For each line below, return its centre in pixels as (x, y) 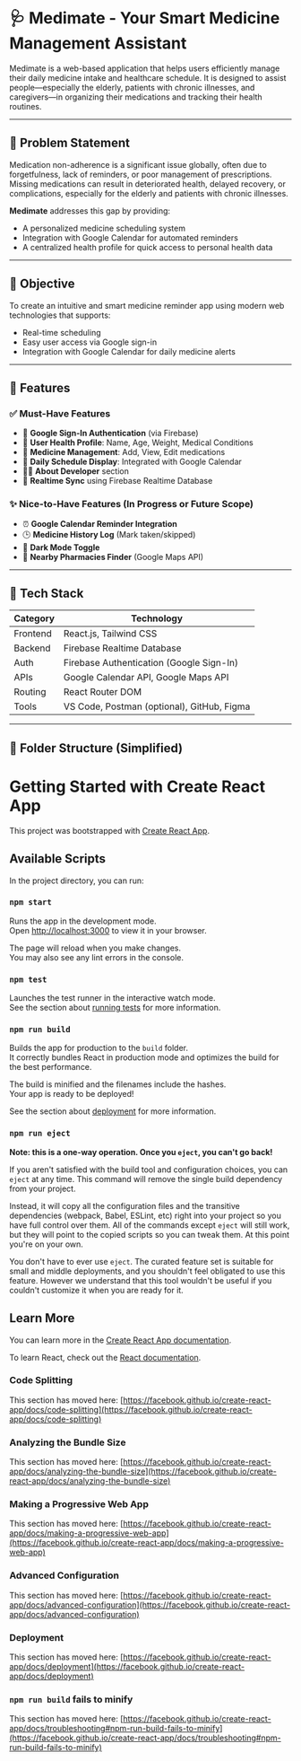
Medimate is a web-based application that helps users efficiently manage (145, 68)
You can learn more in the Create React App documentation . (120, 1340)
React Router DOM (102, 692)
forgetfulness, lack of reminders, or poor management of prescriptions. (141, 174)
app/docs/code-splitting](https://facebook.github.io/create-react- (131, 1409)
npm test (28, 979)
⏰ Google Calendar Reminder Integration (99, 523)
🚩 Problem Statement (70, 143)
